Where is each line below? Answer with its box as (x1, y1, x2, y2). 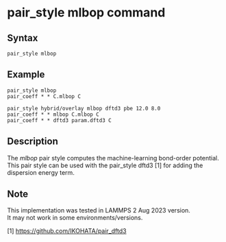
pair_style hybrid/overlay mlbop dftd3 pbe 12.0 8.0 (7, 105, 161, 112)
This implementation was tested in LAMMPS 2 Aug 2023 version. (7, 206, 190, 215)
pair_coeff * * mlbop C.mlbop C (7, 111, 99, 118)
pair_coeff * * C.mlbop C (7, 93, 81, 100)
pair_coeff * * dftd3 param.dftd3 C (7, 117, 112, 124)
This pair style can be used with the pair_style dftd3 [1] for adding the (7, 161, 203, 169)
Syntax (7, 32, 38, 44)
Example (7, 69, 45, 80)
